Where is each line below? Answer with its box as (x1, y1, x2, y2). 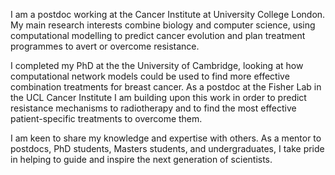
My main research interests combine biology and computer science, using (10, 19, 316, 31)
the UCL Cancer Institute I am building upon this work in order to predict (10, 92, 307, 103)
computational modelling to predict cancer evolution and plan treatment (10, 30, 306, 41)
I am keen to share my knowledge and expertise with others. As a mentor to (10, 132, 322, 144)
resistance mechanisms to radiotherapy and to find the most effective (10, 102, 297, 114)
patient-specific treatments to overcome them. (10, 113, 203, 124)
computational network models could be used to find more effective (10, 70, 290, 82)
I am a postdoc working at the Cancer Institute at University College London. (10, 9, 326, 20)
